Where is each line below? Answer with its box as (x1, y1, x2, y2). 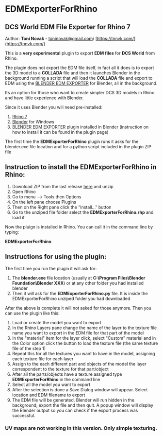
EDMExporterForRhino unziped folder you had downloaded (12, 296, 130, 301)
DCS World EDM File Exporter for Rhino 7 (5, 23, 131, 31)
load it (12, 214, 25, 220)
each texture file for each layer (12, 356, 74, 362)
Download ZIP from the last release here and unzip (12, 183, 114, 189)
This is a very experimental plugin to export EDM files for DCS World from (5, 50, 155, 56)
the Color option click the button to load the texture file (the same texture (12, 340, 158, 346)
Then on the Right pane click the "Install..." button (12, 204, 112, 210)
